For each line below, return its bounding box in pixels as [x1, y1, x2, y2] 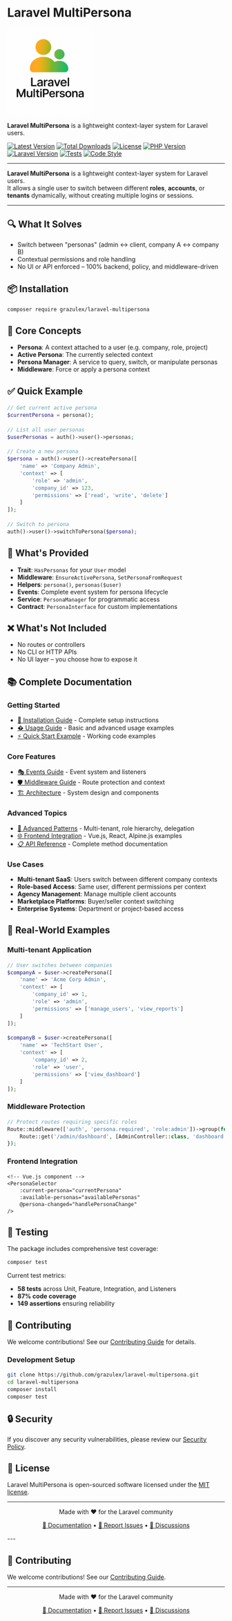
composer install [7, 1386, 57, 1393]
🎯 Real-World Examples [7, 924, 110, 936]
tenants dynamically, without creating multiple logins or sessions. [7, 191, 194, 200]
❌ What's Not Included [7, 623, 107, 634]
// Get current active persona [7, 405, 97, 411]
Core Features [7, 752, 56, 761]
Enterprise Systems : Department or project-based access [17, 904, 184, 913]
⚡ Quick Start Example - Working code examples [17, 732, 156, 740]
